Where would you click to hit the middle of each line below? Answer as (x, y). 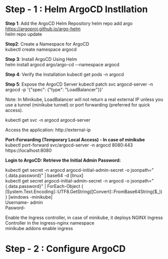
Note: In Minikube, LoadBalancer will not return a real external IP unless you (84, 99)
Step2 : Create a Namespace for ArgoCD (47, 44)
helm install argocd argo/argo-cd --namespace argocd (62, 64)
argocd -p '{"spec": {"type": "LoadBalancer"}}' (54, 89)
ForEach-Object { (65, 186)
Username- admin (24, 202)
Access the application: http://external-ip (48, 130)
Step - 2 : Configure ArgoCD (66, 249)
